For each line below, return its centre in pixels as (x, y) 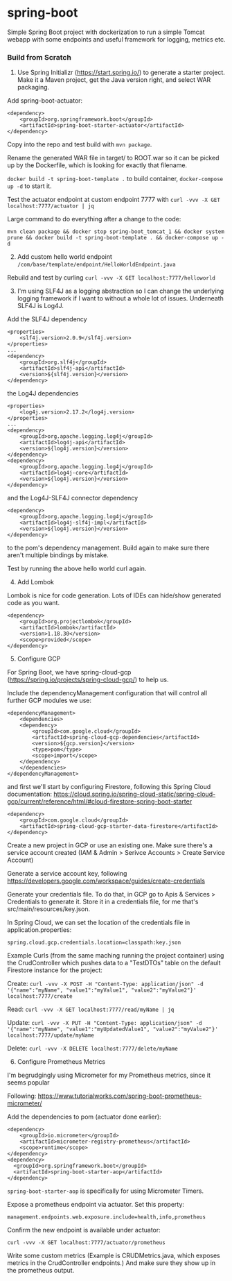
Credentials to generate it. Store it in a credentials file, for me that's (103, 902)
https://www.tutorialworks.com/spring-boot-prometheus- (120, 1096)
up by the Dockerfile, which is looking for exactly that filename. (97, 165)
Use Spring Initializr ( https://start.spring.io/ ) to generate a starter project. (121, 73)
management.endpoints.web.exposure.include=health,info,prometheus (107, 1217)
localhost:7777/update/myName (51, 1035)
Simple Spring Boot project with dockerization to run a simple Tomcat (106, 32)
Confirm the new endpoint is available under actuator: (84, 1230)
